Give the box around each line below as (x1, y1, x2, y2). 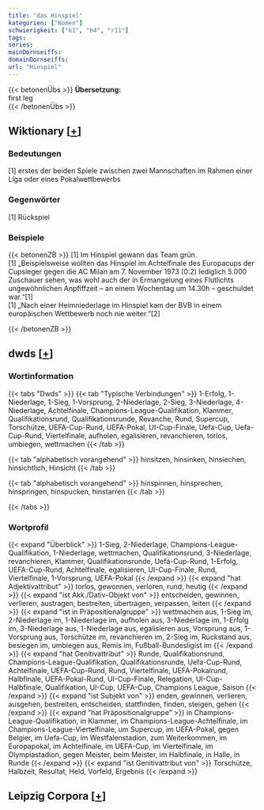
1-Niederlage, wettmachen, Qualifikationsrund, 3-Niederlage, (52, 548, 251, 558)
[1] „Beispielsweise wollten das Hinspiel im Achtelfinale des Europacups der (8, 259, 255, 268)
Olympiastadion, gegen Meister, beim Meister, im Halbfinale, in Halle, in (8, 750, 240, 759)
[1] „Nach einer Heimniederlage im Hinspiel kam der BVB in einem (8, 301, 222, 310)
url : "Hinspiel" (8, 63, 62, 71)
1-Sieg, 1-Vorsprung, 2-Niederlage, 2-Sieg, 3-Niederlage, (47, 397, 235, 407)
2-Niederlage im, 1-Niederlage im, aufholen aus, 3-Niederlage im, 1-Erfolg (8, 615, 249, 625)
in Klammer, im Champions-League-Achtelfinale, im (80, 717, 248, 726)
